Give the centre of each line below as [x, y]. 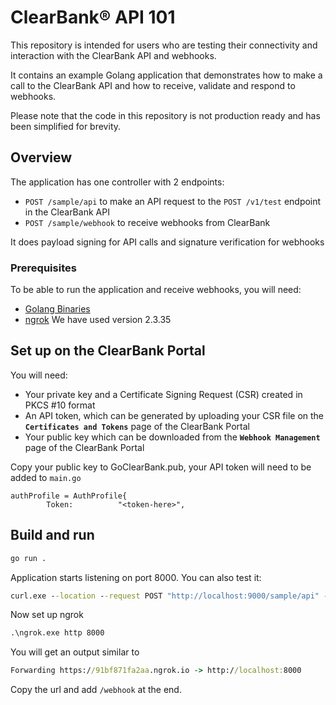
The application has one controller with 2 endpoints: [117, 182]
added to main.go [46, 477]
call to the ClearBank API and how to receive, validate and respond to [153, 85]
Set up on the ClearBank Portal [108, 351]
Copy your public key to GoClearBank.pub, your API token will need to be [161, 467]
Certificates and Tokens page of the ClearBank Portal [137, 426]
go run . [28, 558]
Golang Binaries [57, 309]
